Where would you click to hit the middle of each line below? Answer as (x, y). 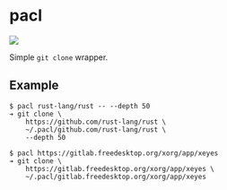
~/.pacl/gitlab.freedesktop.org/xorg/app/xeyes (116, 177)
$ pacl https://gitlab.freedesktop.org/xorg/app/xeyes (114, 153)
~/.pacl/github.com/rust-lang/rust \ (96, 130)
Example (34, 86)
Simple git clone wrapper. (59, 57)
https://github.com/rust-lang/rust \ (96, 122)
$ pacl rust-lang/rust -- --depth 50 (80, 106)
